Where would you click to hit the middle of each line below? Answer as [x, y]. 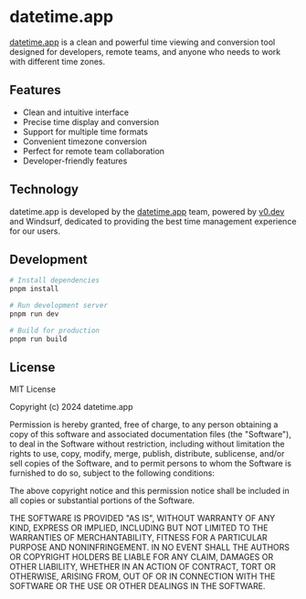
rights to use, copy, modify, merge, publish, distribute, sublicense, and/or [147, 454]
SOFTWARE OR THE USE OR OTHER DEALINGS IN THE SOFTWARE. [137, 586]
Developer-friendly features [75, 161]
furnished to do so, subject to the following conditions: [112, 473]
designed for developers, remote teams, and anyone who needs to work [145, 51]
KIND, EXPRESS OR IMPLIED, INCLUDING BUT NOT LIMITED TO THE [139, 528]
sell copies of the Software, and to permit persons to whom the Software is [151, 464]
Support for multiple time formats [85, 131]
